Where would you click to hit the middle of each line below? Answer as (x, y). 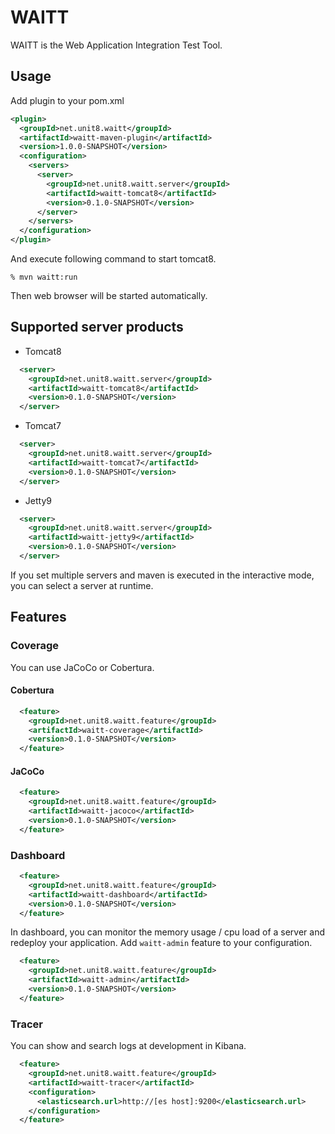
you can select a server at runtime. (82, 585)
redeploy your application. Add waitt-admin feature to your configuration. (161, 943)
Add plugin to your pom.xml (67, 100)
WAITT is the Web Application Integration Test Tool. (116, 45)
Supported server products (97, 327)
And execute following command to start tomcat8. (113, 259)
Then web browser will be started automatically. (109, 295)
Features (38, 617)
